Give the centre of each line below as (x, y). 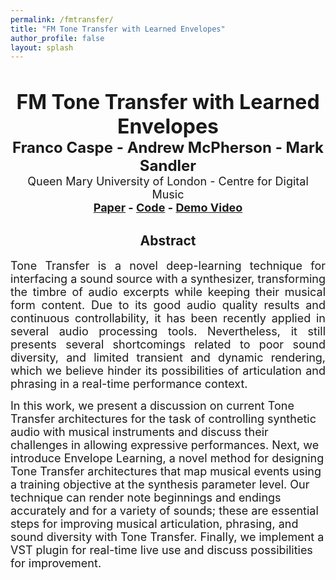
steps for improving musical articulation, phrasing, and (154, 524)
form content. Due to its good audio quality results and (168, 305)
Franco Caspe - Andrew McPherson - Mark (168, 148)
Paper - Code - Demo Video (168, 208)
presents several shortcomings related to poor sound (168, 344)
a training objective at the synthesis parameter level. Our (160, 484)
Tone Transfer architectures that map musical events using (166, 471)
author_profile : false (57, 38)
